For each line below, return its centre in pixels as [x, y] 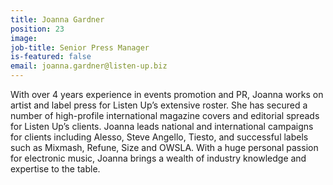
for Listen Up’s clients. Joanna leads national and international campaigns [162, 126]
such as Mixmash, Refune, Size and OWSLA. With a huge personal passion [164, 147]
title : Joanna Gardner [57, 19]
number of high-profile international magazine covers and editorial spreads [165, 115]
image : [24, 38]
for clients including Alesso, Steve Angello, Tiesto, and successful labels [159, 137]
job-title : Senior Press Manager [80, 47]
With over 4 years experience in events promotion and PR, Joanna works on [167, 94]
